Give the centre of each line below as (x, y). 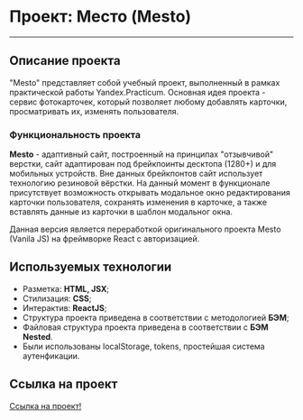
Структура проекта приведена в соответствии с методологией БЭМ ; (156, 317)
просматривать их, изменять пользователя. (94, 111)
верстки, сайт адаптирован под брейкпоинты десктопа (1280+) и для (143, 164)
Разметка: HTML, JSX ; (66, 288)
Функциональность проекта (75, 134)
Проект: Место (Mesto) (101, 17)
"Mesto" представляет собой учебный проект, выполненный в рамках (145, 82)
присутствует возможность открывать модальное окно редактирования (150, 193)
